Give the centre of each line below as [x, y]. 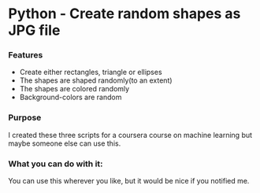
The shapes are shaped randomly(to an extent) [96, 80]
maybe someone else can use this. [65, 143]
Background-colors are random [71, 97]
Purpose [25, 117]
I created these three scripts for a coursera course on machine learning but [130, 135]
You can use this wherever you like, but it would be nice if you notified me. [129, 181]
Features [26, 55]
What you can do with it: [56, 164]
